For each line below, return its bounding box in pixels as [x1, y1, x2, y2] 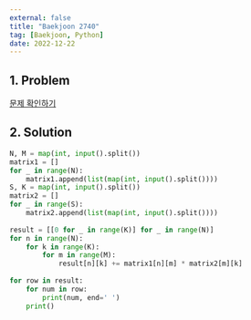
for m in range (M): [42, 251, 117, 260]
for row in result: [9, 276, 84, 285]
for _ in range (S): [9, 200, 84, 210]
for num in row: [26, 284, 89, 294]
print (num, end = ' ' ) [42, 293, 120, 302]
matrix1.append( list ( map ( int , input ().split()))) [26, 174, 219, 183]
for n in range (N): [9, 233, 84, 243]
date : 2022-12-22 [9, 38, 76, 48]
